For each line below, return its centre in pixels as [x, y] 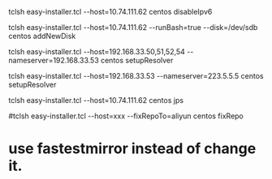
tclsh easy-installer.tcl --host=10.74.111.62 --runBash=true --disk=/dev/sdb [133, 27]
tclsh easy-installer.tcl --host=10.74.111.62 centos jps [96, 100]
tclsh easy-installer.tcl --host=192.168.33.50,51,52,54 [97, 51]
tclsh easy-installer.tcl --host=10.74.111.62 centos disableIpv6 [110, 12]
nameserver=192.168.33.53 [54, 60]
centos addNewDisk [42, 36]
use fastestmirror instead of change [132, 149]
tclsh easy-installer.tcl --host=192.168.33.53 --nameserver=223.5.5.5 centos [136, 76]
